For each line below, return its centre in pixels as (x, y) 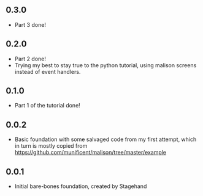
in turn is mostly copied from (51, 146)
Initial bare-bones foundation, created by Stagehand (81, 186)
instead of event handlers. (48, 71)
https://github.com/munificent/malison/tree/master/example (90, 153)
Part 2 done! (30, 59)
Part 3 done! (30, 24)
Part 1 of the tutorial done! (47, 106)
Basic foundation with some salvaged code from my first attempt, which (105, 139)
